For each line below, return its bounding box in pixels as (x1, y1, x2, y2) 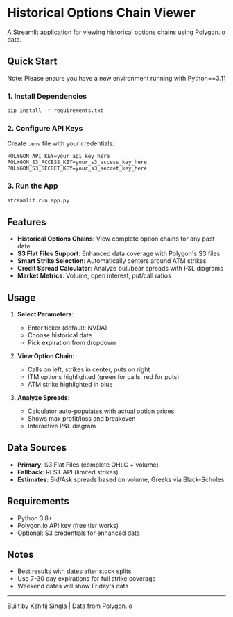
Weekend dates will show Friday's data (17, 582, 129, 591)
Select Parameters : (17, 310, 74, 319)
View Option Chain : (17, 352, 75, 360)
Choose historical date (27, 331, 92, 339)
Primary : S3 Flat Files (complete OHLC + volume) (17, 460, 159, 469)
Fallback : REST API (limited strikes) (17, 467, 119, 476)
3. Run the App (7, 181, 58, 191)
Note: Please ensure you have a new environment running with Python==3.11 (7, 74, 226, 82)
